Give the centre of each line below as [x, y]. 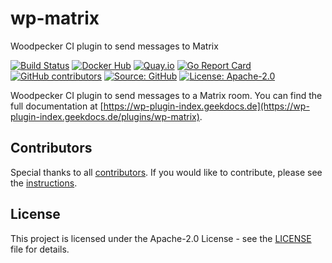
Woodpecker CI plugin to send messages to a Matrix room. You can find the [166, 95]
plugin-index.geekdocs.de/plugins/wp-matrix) [105, 116]
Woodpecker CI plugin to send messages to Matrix [114, 46]
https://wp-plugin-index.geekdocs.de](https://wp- [206, 106]
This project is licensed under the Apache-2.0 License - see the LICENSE [161, 238]
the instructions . [44, 183]
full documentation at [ [57, 106]
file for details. [40, 249]
